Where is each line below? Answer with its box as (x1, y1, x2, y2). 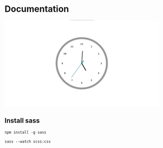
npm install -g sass (4, 130, 47, 135)
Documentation (4, 3, 70, 15)
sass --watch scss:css (4, 139, 51, 144)
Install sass (4, 116, 40, 124)
